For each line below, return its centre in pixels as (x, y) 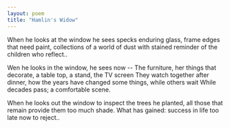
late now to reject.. (33, 117)
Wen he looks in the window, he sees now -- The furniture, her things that (112, 67)
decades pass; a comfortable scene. (59, 89)
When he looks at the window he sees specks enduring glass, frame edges (114, 39)
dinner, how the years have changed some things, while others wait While (112, 82)
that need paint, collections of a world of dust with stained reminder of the (113, 47)
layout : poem (26, 13)
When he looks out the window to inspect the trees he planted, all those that (115, 103)
